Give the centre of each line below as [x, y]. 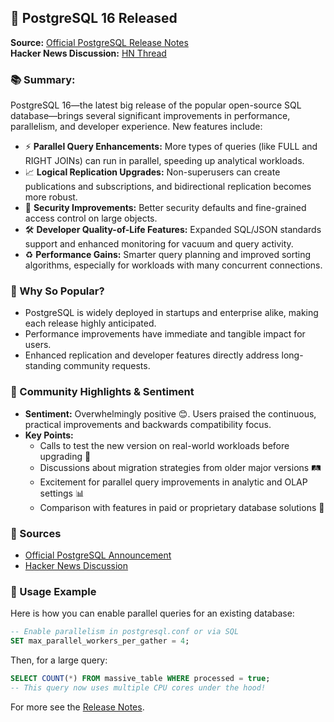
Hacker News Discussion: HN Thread [88, 53]
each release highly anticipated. [90, 323]
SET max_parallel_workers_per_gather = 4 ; [100, 641]
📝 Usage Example [53, 591]
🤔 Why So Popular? [57, 291]
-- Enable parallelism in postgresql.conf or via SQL [125, 632]
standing [43, 366]
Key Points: [49, 435]
